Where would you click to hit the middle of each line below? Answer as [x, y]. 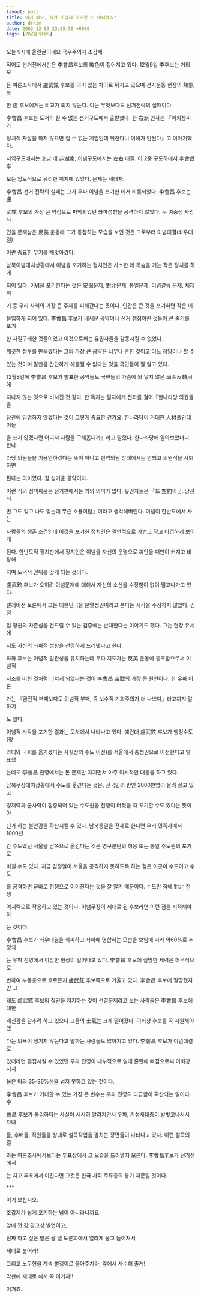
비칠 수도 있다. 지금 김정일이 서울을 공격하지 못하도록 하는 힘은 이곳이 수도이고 [97, 866]
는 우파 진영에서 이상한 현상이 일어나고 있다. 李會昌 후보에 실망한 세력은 [90, 960]
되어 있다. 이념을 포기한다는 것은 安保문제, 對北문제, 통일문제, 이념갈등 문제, [95, 285]
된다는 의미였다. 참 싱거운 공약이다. [47, 478]
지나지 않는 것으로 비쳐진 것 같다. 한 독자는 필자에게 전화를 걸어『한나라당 [92, 397]
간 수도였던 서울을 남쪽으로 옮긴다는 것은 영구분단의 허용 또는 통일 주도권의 [94, 846]
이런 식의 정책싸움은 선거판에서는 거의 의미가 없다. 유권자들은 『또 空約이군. [95, 491]
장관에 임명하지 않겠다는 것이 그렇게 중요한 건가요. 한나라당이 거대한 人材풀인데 [99, 417]
